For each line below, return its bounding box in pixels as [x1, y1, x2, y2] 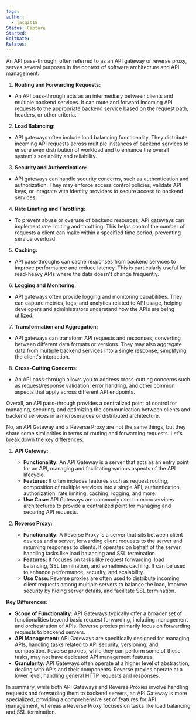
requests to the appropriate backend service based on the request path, [14, 105, 189, 112]
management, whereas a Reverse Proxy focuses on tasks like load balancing [6, 702, 191, 709]
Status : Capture [6, 25, 46, 31]
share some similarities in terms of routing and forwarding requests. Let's [6, 429, 183, 436]
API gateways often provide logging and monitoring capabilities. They [14, 293, 183, 300]
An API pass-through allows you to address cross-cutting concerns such [14, 376, 190, 383]
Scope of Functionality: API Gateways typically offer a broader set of [14, 610, 183, 617]
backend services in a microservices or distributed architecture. [6, 412, 160, 419]
